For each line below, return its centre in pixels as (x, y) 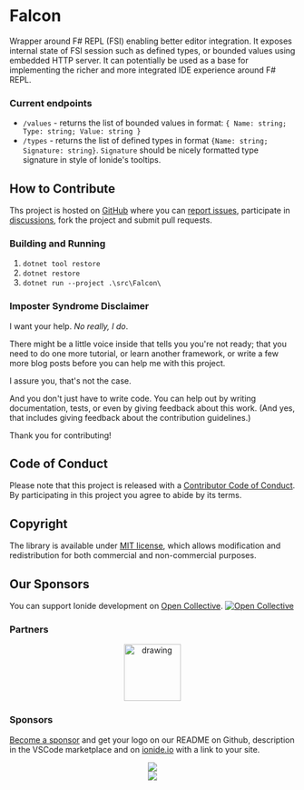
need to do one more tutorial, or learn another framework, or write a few (144, 353)
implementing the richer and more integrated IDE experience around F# (143, 70)
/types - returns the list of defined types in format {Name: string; (145, 141)
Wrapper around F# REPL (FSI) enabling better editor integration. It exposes (151, 41)
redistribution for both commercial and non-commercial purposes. (133, 555)
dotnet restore (51, 274)
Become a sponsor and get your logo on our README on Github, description (152, 740)
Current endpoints (51, 103)
